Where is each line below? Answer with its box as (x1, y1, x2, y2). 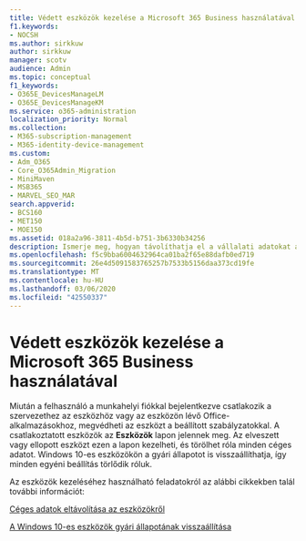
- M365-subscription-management (9, 132, 132, 141)
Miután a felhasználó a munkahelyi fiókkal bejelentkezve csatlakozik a (9, 401, 271, 412)
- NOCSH (9, 30, 39, 39)
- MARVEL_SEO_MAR (9, 191, 76, 200)
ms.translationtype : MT (9, 268, 100, 277)
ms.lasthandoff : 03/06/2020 (9, 284, 117, 293)
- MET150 (9, 216, 43, 226)
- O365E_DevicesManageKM (9, 97, 104, 107)
